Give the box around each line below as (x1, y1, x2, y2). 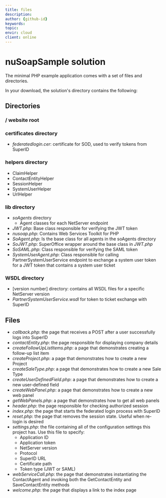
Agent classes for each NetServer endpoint (19, 220, 109, 226)
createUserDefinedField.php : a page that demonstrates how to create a (12, 377, 159, 383)
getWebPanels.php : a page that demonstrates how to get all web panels (12, 397, 160, 404)
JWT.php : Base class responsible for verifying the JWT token (12, 225, 138, 231)
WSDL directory (5, 275, 45, 281)
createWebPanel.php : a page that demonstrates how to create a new (12, 387, 153, 393)
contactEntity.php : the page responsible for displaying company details (12, 340, 159, 346)
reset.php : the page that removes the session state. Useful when (12, 413, 145, 419)
